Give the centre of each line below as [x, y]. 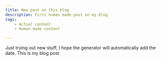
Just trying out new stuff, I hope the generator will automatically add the [80, 48]
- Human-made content [37, 29]
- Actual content [33, 24]
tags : [11, 19]
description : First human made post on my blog [57, 15]
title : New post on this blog [37, 10]
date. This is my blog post [32, 53]
